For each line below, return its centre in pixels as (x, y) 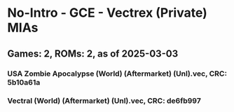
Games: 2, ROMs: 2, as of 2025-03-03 (93, 54)
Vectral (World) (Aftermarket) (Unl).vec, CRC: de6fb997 (104, 101)
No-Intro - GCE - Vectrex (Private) (108, 13)
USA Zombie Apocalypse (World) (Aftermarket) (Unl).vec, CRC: (117, 73)
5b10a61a (24, 82)
